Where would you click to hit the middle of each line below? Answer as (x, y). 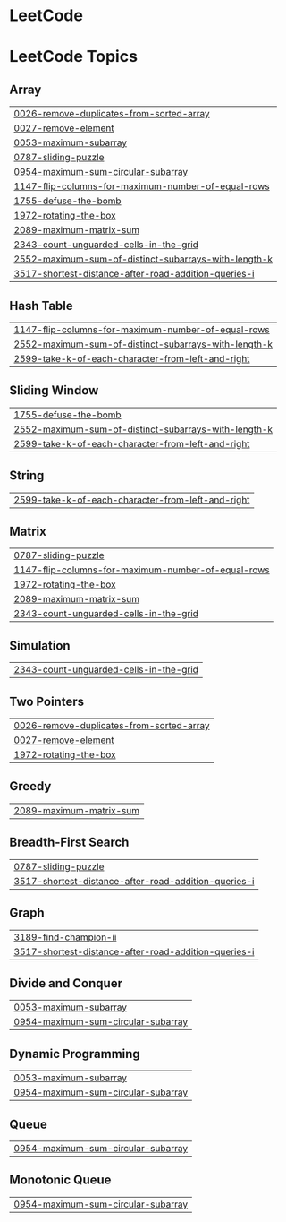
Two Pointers (47, 701)
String (27, 476)
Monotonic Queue (60, 1180)
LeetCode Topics (74, 57)
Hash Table (41, 305)
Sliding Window (54, 391)
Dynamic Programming (75, 1054)
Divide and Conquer (66, 983)
